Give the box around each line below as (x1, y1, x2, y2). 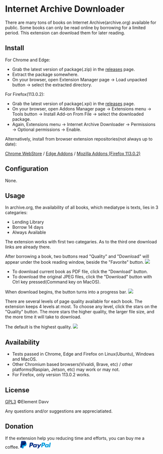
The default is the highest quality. (5, 324, 72, 330)
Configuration (5, 164, 49, 173)
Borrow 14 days (12, 224, 44, 230)
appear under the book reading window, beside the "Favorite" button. (5, 259, 145, 265)
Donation (5, 422, 34, 431)
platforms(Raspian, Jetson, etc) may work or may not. (12, 366, 120, 373)
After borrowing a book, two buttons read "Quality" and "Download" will (5, 254, 149, 259)
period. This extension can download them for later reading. (5, 30, 126, 36)
